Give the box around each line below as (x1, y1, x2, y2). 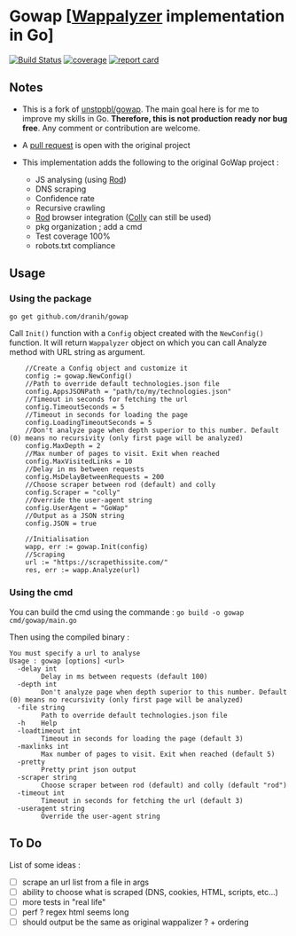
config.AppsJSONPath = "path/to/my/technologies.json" (25, 388, 232, 397)
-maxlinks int (17, 742, 69, 751)
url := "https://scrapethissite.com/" (25, 558, 168, 567)
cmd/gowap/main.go (9, 616, 77, 625)
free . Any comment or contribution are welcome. (21, 122, 201, 133)
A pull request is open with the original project (21, 139, 191, 150)
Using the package (9, 293, 92, 305)
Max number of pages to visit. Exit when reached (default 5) (41, 750, 276, 759)
